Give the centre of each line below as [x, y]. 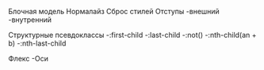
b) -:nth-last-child [37, 43]
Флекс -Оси [29, 59]
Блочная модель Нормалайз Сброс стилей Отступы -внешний [114, 11]
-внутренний [30, 20]
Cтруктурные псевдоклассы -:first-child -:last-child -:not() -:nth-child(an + [132, 35]
